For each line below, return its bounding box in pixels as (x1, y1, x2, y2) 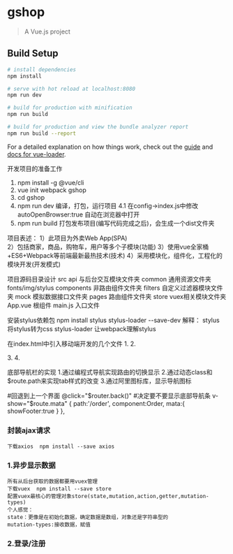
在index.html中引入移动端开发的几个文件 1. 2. (7, 340, 136, 348)
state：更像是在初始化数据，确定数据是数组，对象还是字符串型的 (7, 514, 169, 521)
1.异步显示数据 (7, 460, 56, 470)
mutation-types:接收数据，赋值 (7, 521, 91, 528)
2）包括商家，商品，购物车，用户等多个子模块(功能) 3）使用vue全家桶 (7, 242, 209, 251)
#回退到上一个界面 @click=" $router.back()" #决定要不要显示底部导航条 (7, 391, 211, 400)
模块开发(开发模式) (7, 260, 61, 268)
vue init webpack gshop (17, 186, 87, 194)
